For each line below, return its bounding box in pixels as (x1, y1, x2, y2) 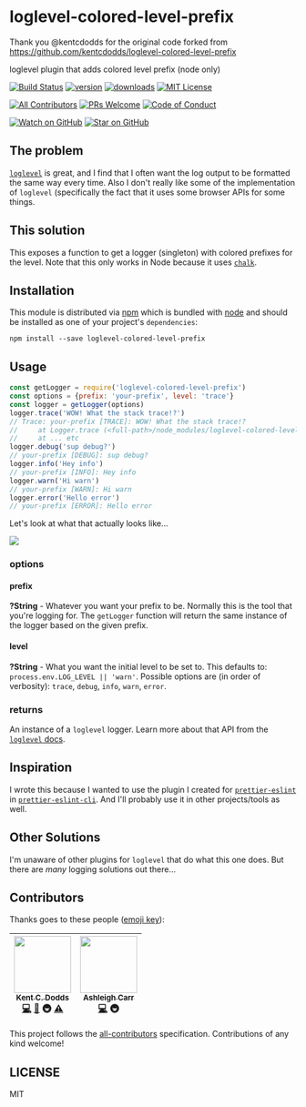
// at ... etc (9, 434, 79, 443)
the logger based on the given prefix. (9, 620, 148, 631)
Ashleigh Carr (83, 992, 135, 1003)
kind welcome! (9, 1038, 65, 1049)
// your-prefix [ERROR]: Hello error (9, 502, 153, 511)
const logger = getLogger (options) (9, 400, 145, 409)
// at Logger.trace (9, 425, 100, 434)
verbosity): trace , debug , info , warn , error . (9, 680, 167, 691)
